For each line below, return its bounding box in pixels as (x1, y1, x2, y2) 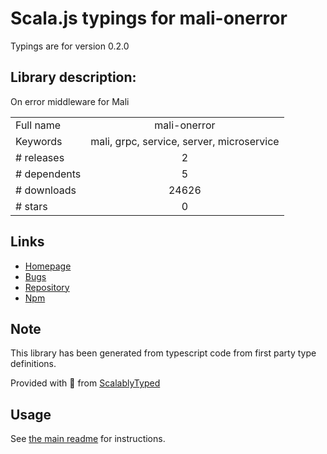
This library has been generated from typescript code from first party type (10, 347, 317, 359)
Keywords (15, 134, 63, 148)
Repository (24, 281, 70, 293)
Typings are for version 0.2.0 (10, 40, 130, 52)
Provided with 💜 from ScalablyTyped (10, 377, 161, 389)
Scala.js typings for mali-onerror (10, 7, 288, 30)
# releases (15, 150, 65, 164)
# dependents (15, 167, 82, 181)
